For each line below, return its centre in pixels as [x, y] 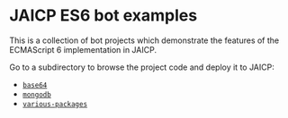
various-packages [55, 104]
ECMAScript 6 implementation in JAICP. [83, 49]
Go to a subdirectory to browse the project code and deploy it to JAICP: [142, 67]
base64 [35, 85]
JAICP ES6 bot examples [103, 16]
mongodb [36, 95]
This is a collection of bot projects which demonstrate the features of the [144, 40]
